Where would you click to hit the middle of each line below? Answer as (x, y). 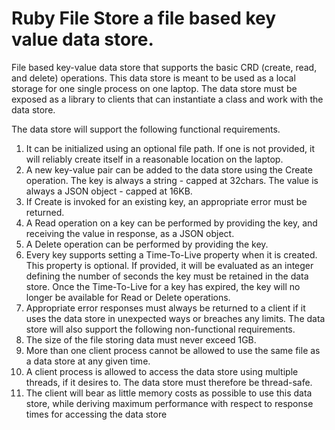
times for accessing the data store (96, 414)
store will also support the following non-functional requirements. (160, 329)
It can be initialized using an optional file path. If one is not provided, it (170, 148)
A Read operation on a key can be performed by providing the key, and (171, 223)
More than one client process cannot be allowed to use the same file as (173, 350)
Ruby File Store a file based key (144, 18)
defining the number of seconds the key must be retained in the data (167, 276)
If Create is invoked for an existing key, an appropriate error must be (166, 201)
